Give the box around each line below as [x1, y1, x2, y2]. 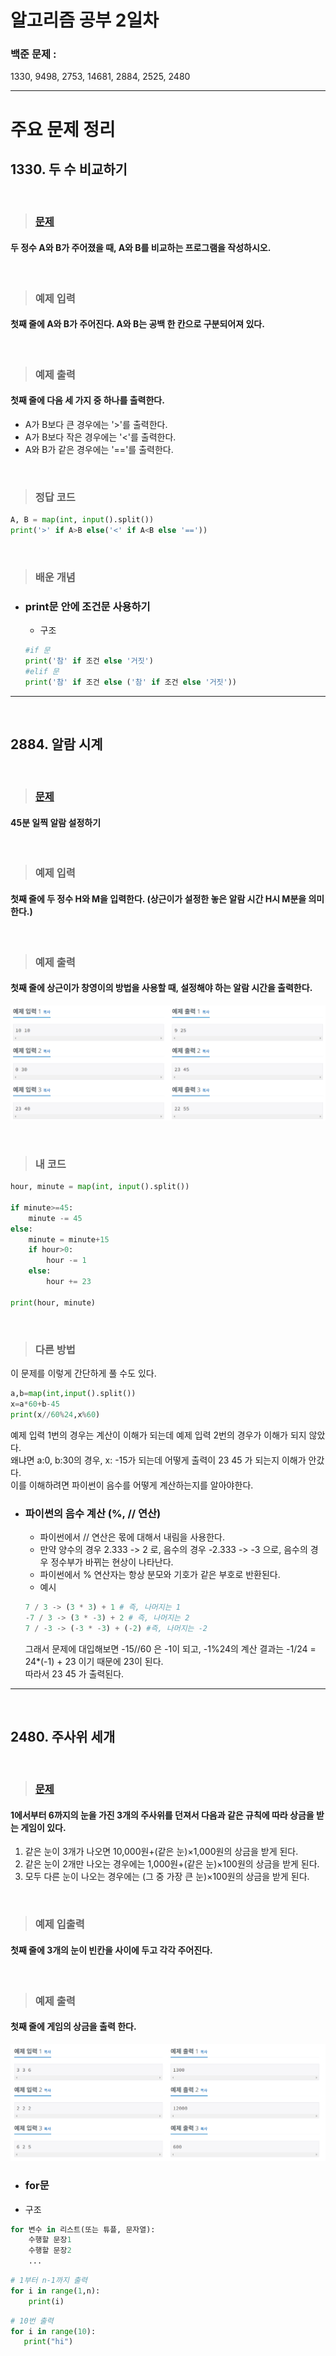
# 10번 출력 [10, 2316, 54, 2326]
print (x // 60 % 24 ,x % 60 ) [10, 1409, 101, 1420]
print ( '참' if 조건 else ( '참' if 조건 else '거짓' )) [24, 677, 238, 687]
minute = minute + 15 [28, 1234, 110, 1245]
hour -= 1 [46, 1256, 87, 1266]
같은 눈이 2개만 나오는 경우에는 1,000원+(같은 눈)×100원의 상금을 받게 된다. [24, 1858, 320, 1870]
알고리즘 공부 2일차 [10, 9, 159, 32]
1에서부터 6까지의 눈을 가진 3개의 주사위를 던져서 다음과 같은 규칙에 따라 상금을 [10, 1809, 315, 1821]
